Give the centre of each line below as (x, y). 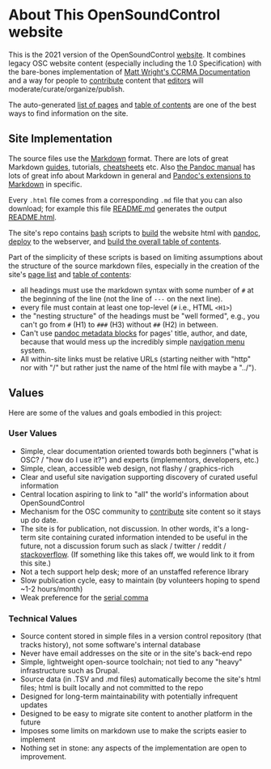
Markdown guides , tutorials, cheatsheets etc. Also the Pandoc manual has (132, 167)
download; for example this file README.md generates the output (118, 208)
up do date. (39, 519)
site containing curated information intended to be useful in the (143, 537)
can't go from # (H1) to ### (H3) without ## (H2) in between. (119, 324)
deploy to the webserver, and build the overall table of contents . (115, 241)
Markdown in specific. (45, 184)
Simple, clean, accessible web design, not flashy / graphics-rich (127, 468)
